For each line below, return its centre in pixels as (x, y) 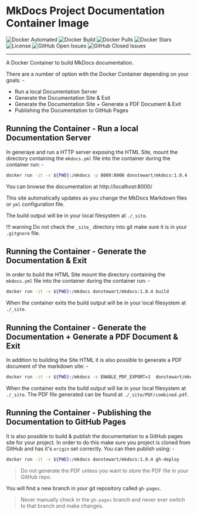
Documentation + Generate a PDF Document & (92, 336)
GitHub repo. (36, 477)
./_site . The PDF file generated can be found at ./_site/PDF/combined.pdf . (97, 394)
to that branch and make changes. (62, 506)
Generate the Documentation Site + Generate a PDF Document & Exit (98, 104)
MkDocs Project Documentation (86, 11)
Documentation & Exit (46, 261)
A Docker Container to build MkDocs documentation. (70, 62)
